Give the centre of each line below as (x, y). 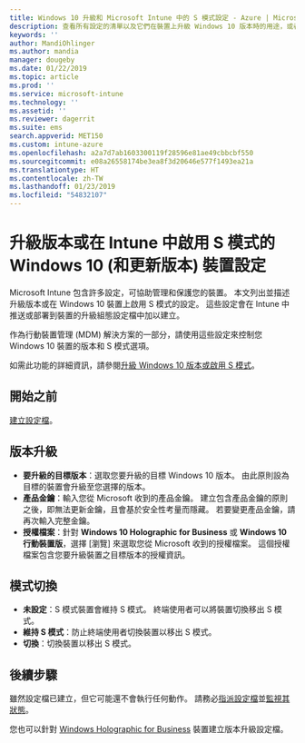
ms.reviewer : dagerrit (52, 119)
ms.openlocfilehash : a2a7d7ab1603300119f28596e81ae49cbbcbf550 (132, 153)
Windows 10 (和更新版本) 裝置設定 (138, 266)
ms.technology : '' (44, 102)
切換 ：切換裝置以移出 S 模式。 (79, 644)
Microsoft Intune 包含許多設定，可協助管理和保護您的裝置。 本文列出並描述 (150, 292)
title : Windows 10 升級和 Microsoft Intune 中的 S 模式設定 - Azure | (139, 18)
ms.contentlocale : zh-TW (56, 178)
